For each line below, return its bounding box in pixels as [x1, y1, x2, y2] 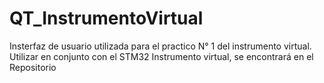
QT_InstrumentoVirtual [9, 7, 204, 30]
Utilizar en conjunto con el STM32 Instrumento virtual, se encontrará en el [9, 50, 314, 62]
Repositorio [9, 61, 57, 73]
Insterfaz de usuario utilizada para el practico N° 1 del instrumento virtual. [9, 40, 312, 52]
